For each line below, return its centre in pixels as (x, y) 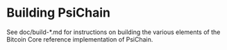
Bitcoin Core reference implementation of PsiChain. (80, 39)
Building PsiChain (58, 13)
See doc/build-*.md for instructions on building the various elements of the (113, 32)
